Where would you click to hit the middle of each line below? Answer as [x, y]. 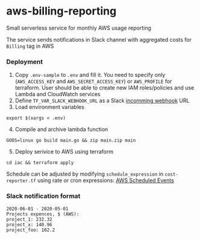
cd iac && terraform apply [40, 163]
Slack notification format [43, 196]
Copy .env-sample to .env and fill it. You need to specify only [90, 75]
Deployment [25, 62]
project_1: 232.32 [29, 219]
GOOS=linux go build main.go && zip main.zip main [71, 140]
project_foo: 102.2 [31, 230]
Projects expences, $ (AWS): [43, 214]
